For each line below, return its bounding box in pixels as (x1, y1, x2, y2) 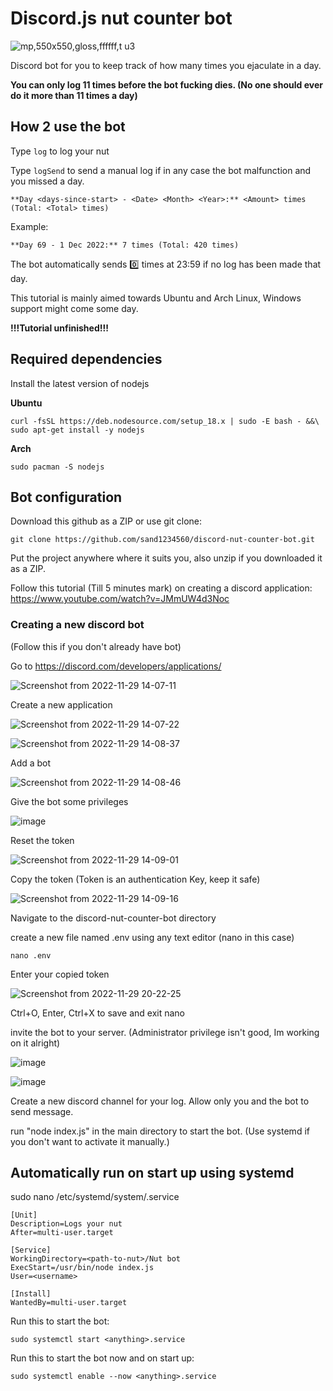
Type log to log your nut (10, 145, 110, 157)
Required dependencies (10, 351, 163, 368)
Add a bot (10, 757, 52, 769)
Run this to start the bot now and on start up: (10, 1352, 195, 1364)
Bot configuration (10, 488, 123, 506)
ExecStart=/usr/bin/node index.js (10, 1263, 155, 1273)
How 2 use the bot (10, 118, 126, 136)
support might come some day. (10, 302, 139, 314)
